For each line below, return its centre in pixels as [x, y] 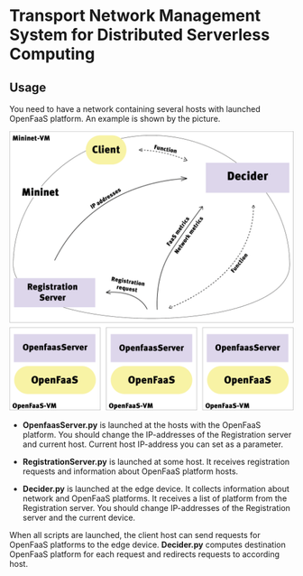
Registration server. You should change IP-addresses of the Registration [156, 508]
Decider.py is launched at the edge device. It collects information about [156, 489]
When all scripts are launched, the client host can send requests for [135, 535]
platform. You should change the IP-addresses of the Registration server [157, 435]
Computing [52, 54]
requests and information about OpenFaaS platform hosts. [130, 471]
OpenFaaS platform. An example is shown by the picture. [115, 119]
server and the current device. [79, 518]
